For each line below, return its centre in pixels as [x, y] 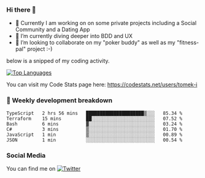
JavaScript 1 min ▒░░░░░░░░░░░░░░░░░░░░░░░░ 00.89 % [95, 135]
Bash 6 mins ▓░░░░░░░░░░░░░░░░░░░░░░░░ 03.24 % [95, 124]
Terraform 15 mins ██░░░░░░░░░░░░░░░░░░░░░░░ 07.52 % [95, 119]
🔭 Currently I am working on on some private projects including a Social [106, 23]
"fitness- [188, 43]
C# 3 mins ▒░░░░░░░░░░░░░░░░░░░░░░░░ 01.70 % [95, 129]
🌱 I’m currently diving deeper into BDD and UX [74, 36]
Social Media [26, 155]
